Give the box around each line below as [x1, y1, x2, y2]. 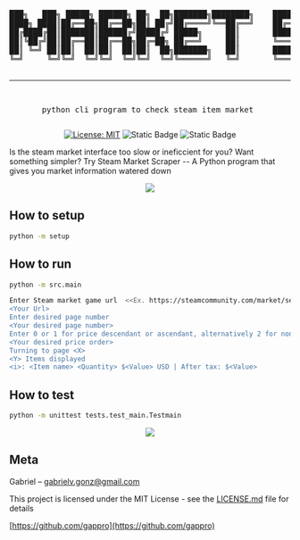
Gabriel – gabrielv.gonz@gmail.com [9, 476, 140, 486]
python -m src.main [9, 280, 82, 289]
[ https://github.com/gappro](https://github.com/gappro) [9, 519, 216, 531]
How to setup [9, 208, 85, 223]
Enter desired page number [9, 313, 110, 322]
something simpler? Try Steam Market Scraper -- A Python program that [9, 156, 276, 166]
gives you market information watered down [9, 166, 172, 176]
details [9, 503, 34, 513]
